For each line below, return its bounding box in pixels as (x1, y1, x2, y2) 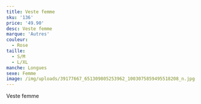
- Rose (11, 43, 28, 49)
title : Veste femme (6, 8, 55, 15)
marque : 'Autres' (6, 31, 50, 37)
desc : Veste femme (6, 25, 52, 32)
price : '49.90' (6, 20, 45, 26)
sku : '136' (6, 14, 34, 20)
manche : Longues (6, 64, 47, 71)
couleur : (6, 37, 28, 43)
